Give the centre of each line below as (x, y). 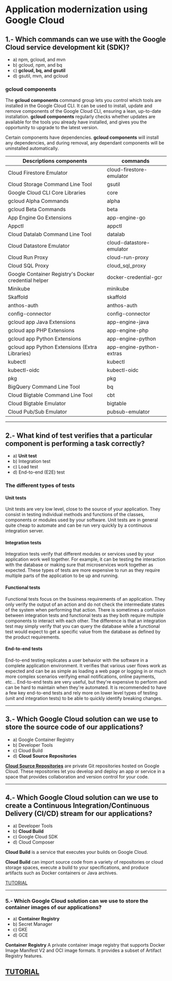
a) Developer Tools (33, 826)
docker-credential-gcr (135, 277)
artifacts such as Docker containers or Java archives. (61, 873)
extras (114, 354)
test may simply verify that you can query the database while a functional (83, 626)
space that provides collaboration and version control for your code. (77, 776)
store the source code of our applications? (74, 727)
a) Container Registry (36, 918)
